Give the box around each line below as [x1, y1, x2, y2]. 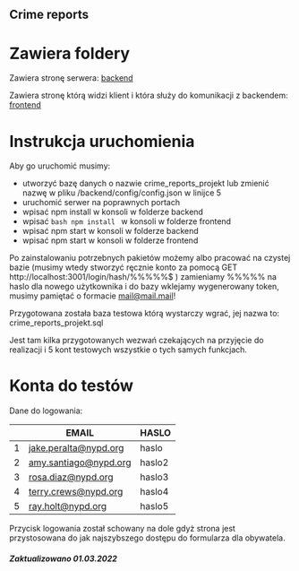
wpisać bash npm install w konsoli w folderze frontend [21, 216, 231, 227]
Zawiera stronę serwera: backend [9, 73, 133, 83]
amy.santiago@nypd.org [28, 456, 132, 469]
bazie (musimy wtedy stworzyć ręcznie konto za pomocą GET [9, 262, 238, 273]
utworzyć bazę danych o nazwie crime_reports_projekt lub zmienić [21, 178, 270, 189]
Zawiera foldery [9, 43, 131, 64]
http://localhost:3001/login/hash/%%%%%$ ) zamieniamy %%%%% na [9, 272, 278, 282]
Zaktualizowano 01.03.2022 [9, 553, 118, 564]
